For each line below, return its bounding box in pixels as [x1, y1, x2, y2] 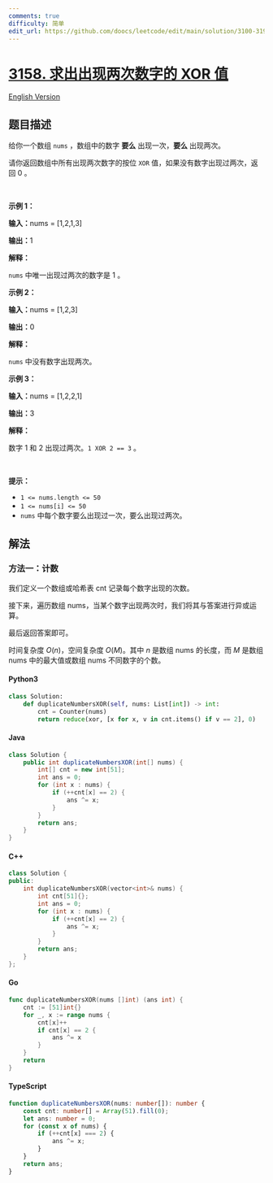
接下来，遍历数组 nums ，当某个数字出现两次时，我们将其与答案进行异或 [8, 600, 250, 610]
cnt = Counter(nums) [37, 707, 107, 715]
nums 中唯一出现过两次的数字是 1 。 [8, 270, 125, 281]
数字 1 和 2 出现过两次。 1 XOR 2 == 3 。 [8, 443, 141, 453]
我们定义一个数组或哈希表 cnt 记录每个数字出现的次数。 [8, 583, 194, 593]
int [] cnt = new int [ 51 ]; [37, 766, 126, 774]
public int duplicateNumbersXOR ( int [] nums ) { [23, 758, 184, 767]
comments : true [8, 11, 60, 20]
